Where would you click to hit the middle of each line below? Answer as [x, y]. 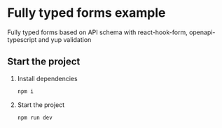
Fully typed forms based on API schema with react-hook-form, [97, 32]
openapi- [202, 32]
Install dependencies [48, 78]
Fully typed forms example [86, 13]
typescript [22, 39]
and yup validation [65, 39]
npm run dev [35, 118]
